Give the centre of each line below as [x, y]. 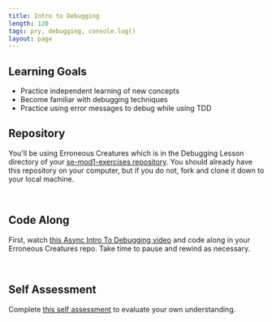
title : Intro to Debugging [54, 16]
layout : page [30, 39]
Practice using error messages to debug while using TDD [116, 108]
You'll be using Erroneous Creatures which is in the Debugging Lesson [126, 153]
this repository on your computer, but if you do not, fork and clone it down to [136, 170]
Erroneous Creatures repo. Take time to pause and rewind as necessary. [129, 248]
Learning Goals [48, 71]
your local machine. [41, 178]
